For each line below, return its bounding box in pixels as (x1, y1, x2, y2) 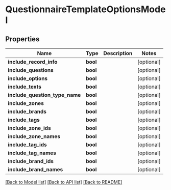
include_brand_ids (8, 158, 54, 165)
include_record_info (8, 59, 58, 65)
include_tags (8, 116, 40, 123)
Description (103, 50, 133, 57)
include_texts (8, 83, 42, 90)
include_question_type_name (8, 92, 81, 98)
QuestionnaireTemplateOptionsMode (5, 4, 166, 15)
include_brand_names (8, 166, 63, 173)
